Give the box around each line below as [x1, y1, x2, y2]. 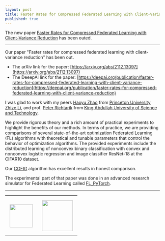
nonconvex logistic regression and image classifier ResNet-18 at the [5, 151, 142, 157]
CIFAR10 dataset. [5, 156, 40, 162]
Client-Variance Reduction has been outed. [5, 35, 92, 41]
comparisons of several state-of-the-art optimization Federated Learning [5, 130, 153, 136]
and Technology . [5, 110, 39, 116]
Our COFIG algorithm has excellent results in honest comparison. [5, 166, 137, 172]
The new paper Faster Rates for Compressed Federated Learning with [5, 30, 147, 36]
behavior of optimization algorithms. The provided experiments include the [5, 141, 156, 147]
